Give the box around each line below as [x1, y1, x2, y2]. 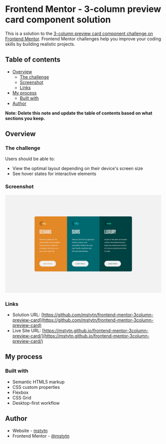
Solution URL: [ [12, 312, 43, 318]
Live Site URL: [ [12, 328, 44, 334]
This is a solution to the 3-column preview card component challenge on [5, 30, 154, 36]
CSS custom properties [12, 384, 60, 390]
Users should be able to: [5, 156, 55, 162]
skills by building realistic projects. [5, 41, 75, 47]
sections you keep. [5, 115, 46, 121]
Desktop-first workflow [12, 400, 60, 406]
